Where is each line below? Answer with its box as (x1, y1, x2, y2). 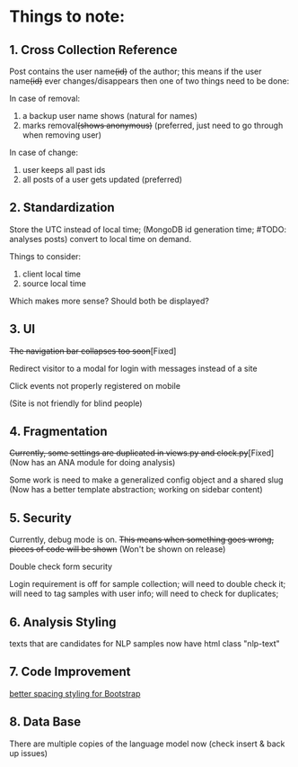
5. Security (9, 510, 72, 526)
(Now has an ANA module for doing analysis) (9, 457, 176, 468)
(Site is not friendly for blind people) (9, 398, 143, 409)
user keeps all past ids (22, 165, 106, 175)
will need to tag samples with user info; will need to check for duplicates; (9, 588, 279, 600)
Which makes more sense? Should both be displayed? (9, 295, 209, 306)
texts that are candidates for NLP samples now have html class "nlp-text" (9, 638, 280, 649)
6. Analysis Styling (9, 614, 117, 629)
